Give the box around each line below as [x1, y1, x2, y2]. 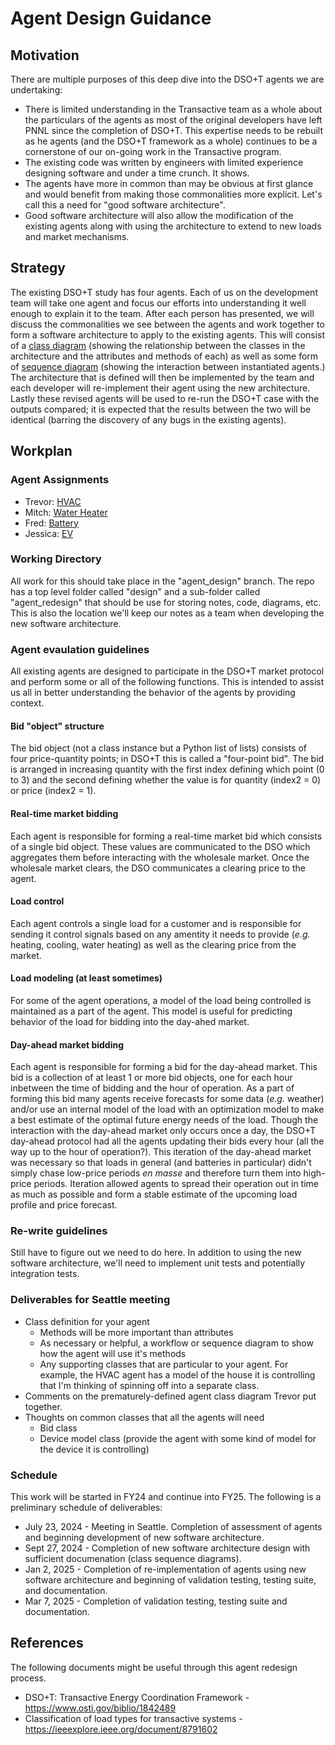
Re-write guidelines [10, 1224, 108, 1238]
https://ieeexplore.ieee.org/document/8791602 [24, 1723, 218, 1735]
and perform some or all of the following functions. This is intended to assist [10, 676, 325, 688]
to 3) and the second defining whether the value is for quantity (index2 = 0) [10, 774, 322, 786]
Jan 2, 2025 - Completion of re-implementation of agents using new [24, 1563, 307, 1575]
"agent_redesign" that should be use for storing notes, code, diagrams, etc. [10, 596, 322, 608]
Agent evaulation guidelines [10, 642, 150, 656]
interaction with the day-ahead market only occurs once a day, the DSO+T [10, 1125, 317, 1137]
